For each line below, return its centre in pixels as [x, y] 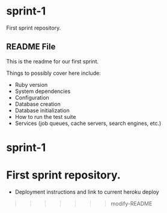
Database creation [38, 104]
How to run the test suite [45, 116]
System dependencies [43, 91]
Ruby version [31, 84]
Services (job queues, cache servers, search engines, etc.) [88, 123]
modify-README [132, 203]
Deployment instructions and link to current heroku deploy [87, 192]
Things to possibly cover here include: [53, 73]
